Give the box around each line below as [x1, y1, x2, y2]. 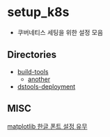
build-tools [17, 67, 49, 75]
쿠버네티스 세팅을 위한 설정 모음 [17, 28, 103, 36]
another [27, 75, 51, 83]
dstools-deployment [17, 82, 76, 91]
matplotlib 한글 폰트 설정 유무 [7, 122, 88, 130]
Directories [7, 49, 57, 61]
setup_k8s [7, 4, 70, 20]
